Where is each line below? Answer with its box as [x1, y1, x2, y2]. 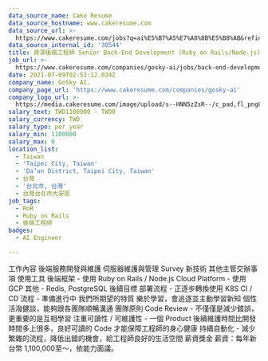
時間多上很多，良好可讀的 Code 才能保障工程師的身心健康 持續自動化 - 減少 [8, 324, 256, 333]
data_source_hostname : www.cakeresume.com [8, 19, 152, 27]
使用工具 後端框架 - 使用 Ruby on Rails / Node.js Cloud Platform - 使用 [17, 273, 246, 283]
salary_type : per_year [8, 123, 84, 131]
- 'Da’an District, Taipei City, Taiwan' [15, 167, 156, 175]
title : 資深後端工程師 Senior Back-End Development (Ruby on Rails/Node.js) [8, 49, 261, 57]
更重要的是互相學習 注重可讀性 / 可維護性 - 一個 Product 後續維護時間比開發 [8, 313, 257, 323]
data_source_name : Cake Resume [8, 11, 112, 20]
